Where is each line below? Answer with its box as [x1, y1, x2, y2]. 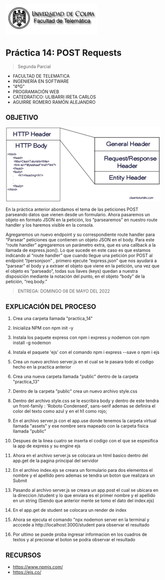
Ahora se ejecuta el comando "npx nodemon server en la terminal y [12, 517, 149, 522]
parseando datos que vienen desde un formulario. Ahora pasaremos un [5, 212, 150, 218]
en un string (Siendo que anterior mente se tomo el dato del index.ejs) [12, 498, 154, 504]
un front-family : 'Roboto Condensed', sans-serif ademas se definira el [12, 403, 156, 409]
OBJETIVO [5, 114, 39, 122]
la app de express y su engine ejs [12, 443, 81, 449]
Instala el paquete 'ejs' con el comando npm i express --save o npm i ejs [12, 349, 160, 355]
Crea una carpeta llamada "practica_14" [12, 316, 93, 321]
